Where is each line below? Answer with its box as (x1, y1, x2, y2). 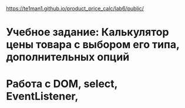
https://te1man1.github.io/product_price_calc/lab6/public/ (6, 5, 144, 12)
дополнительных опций (6, 50, 130, 64)
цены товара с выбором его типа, (6, 38, 180, 52)
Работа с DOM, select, (6, 77, 118, 90)
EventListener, (6, 90, 79, 103)
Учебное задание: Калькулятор (6, 26, 169, 39)
